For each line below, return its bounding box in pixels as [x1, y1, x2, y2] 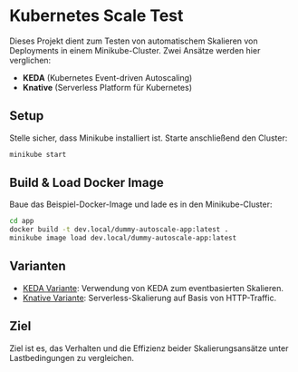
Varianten [9, 259, 66, 274]
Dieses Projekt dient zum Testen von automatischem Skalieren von [9, 35, 258, 46]
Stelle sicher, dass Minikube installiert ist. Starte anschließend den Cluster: [9, 132, 288, 143]
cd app [9, 217, 34, 226]
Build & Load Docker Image [9, 175, 165, 191]
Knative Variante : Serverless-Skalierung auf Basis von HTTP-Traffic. [22, 292, 277, 303]
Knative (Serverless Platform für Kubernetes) [22, 82, 193, 93]
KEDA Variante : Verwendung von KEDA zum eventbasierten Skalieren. [22, 282, 284, 293]
